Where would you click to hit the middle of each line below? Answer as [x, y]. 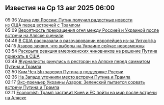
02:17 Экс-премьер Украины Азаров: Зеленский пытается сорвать [75, 82]
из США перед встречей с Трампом [43, 25]
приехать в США [23, 56]
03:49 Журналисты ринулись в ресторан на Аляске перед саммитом [78, 61]
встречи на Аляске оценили [34, 35]
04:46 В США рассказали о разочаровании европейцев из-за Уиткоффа [81, 41]
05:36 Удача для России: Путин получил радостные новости [69, 20]
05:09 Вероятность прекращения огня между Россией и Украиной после [82, 30]
